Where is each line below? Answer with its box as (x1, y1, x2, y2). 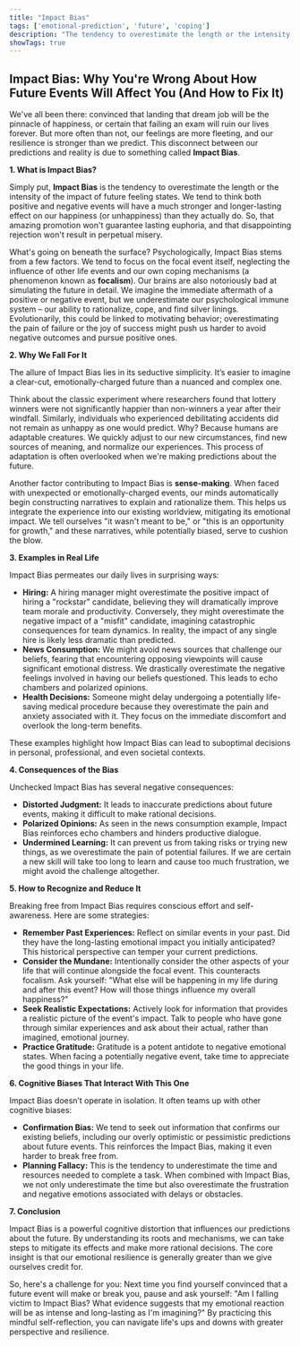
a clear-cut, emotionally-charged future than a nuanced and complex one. (9, 377, 282, 388)
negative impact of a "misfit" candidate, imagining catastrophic (21, 615, 255, 627)
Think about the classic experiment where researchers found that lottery (9, 394, 277, 405)
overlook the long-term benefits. (21, 720, 142, 731)
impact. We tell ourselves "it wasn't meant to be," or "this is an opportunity (9, 516, 285, 527)
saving (21, 701, 47, 712)
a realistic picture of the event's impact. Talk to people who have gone (21, 1013, 282, 1024)
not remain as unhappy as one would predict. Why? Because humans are (9, 423, 279, 433)
